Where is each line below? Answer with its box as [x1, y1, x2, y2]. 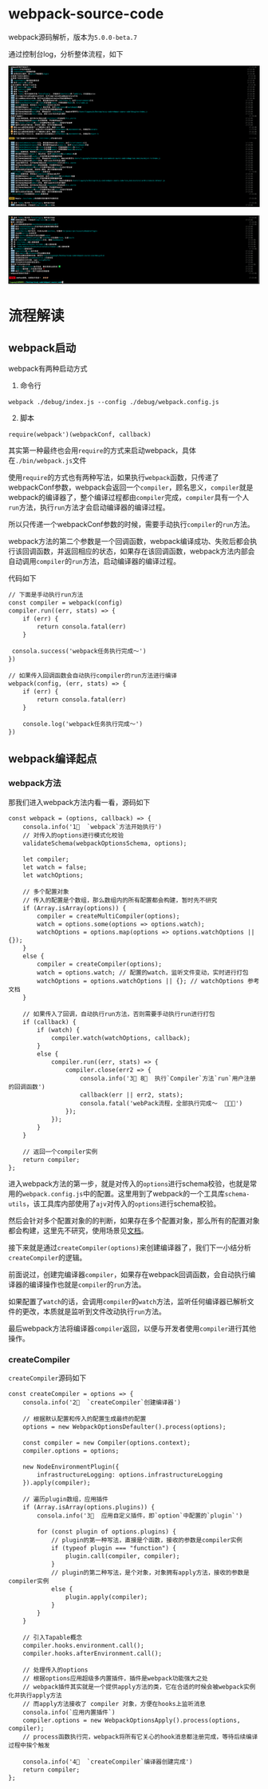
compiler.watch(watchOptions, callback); [50, 1033, 191, 1042]
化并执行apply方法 [8, 1692, 62, 1700]
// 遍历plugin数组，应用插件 [22, 1495, 109, 1504]
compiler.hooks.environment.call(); [22, 1642, 145, 1650]
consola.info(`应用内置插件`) [22, 1708, 116, 1717]
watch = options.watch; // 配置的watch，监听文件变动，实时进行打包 [37, 968, 249, 977]
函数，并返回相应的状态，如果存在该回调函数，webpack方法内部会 [35, 546, 255, 556]
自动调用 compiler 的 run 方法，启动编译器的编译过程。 [8, 557, 181, 566]
